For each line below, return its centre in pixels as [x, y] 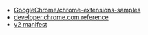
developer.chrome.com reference [61, 17]
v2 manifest [30, 24]
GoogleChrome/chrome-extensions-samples [77, 10]
